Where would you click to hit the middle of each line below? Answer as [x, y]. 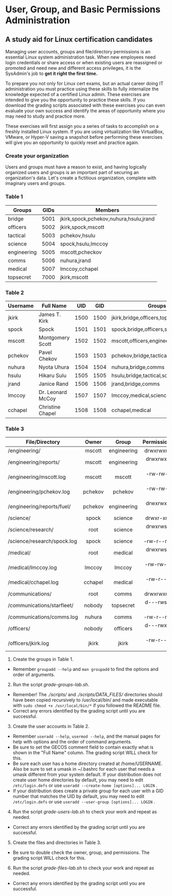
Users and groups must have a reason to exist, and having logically [76, 167]
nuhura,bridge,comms [138, 367]
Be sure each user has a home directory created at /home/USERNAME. [88, 763]
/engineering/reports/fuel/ [39, 507]
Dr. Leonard [53, 392]
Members [107, 210]
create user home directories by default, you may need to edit [78, 780]
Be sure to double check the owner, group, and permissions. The [81, 853]
